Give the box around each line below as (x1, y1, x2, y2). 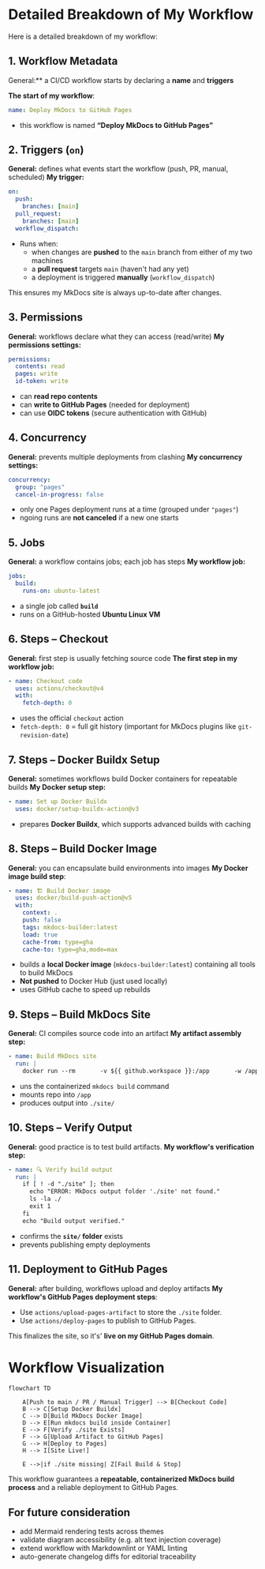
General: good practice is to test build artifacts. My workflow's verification (8, 1142, 255, 1151)
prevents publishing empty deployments (19, 1240, 151, 1249)
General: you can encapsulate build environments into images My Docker (8, 863, 248, 873)
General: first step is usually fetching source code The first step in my (8, 653, 238, 663)
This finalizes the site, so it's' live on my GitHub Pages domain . (8, 1331, 215, 1340)
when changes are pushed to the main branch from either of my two (31, 247, 253, 257)
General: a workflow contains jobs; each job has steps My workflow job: (8, 557, 246, 566)
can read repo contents (19, 392, 98, 400)
